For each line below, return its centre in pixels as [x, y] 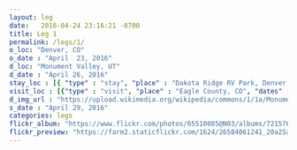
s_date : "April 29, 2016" [59, 108]
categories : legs [41, 116]
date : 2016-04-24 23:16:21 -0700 [75, 26]
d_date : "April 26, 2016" [59, 75]
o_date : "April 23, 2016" [61, 58]
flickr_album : [35, 124]
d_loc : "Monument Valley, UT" [65, 67]
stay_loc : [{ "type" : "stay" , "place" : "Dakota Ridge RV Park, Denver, [150, 83]
